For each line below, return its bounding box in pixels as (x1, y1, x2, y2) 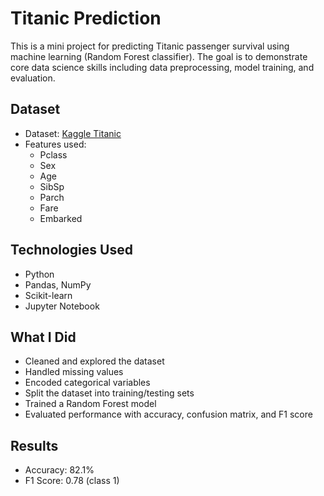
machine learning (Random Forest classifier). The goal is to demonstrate (10, 50, 308, 62)
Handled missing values (24, 366, 124, 378)
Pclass (39, 148, 68, 161)
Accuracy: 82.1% (24, 464, 95, 476)
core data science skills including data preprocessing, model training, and (10, 61, 315, 73)
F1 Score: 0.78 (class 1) (24, 475, 120, 487)
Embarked (39, 212, 83, 224)
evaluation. (10, 72, 56, 84)
